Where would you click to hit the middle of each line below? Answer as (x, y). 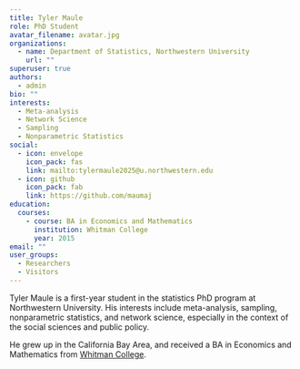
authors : (26, 77)
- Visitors (38, 272)
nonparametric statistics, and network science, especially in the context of (149, 317)
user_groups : (34, 255)
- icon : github (46, 179)
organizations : (38, 43)
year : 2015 (54, 238)
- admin (32, 86)
